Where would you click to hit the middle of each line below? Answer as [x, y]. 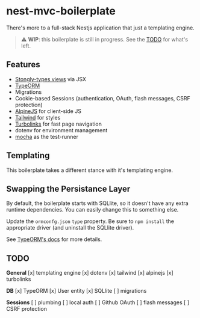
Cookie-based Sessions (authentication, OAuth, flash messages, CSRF [103, 98]
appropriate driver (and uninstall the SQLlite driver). [70, 228]
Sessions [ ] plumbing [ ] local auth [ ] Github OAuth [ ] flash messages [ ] [98, 302]
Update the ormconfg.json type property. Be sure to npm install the [90, 221]
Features [23, 65]
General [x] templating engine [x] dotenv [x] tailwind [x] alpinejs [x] [90, 273]
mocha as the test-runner [46, 136]
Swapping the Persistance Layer [68, 188]
